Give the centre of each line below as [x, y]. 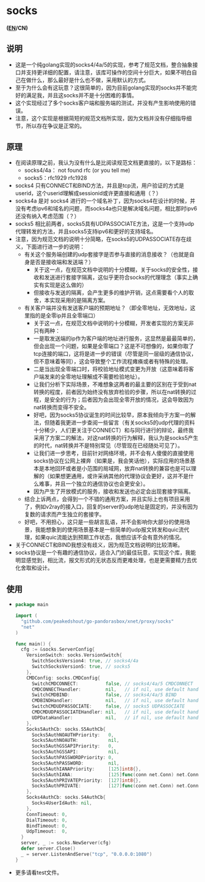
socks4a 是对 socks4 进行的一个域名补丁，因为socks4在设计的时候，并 [105, 201]
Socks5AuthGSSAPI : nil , [75, 752]
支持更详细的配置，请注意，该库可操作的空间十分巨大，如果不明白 [109, 72]
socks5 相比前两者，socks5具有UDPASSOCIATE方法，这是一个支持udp [105, 224]
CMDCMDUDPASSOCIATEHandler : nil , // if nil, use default [108, 712]
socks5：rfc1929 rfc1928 [56, 178]
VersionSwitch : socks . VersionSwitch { [74, 655]
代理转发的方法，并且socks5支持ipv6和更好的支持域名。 [86, 232]
